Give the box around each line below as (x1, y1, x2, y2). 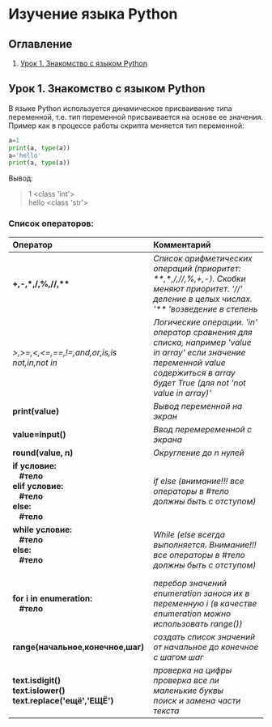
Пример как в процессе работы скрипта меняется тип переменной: (8, 121, 244, 130)
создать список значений (153, 631, 256, 642)
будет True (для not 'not (153, 377, 247, 389)
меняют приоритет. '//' (153, 283, 243, 294)
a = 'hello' (8, 151, 42, 159)
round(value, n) (12, 447, 74, 458)
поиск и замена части (153, 695, 241, 706)
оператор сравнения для (153, 326, 253, 338)
